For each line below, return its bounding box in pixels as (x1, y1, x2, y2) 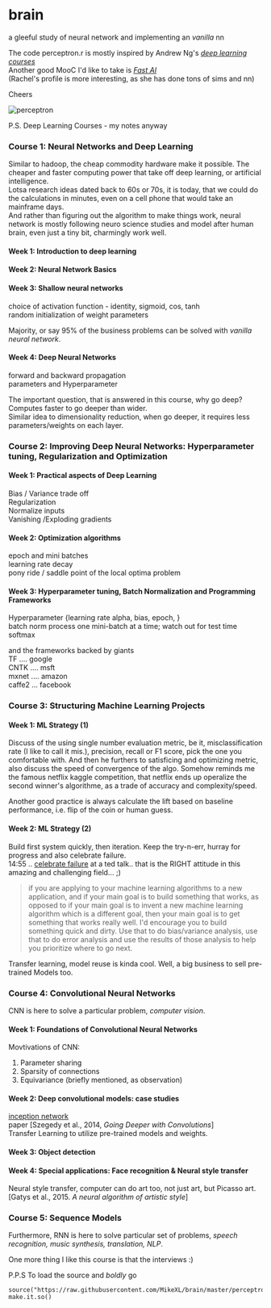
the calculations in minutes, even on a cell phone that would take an (8, 194, 234, 203)
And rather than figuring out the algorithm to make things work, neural (8, 211, 241, 220)
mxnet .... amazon (8, 672, 69, 681)
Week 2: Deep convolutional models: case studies (8, 1093, 180, 1103)
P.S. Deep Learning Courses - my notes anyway (8, 120, 168, 130)
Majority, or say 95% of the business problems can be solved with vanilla (8, 325, 252, 335)
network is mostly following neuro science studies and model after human (8, 220, 254, 229)
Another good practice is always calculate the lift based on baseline (8, 797, 234, 807)
